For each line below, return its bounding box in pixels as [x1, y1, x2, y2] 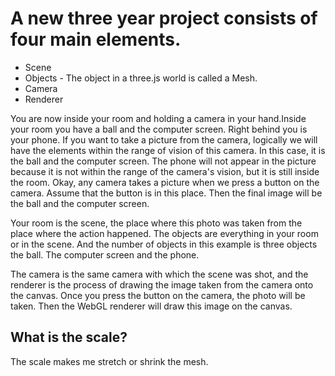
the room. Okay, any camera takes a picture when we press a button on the [10, 176, 320, 188]
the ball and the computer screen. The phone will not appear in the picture [10, 155, 317, 167]
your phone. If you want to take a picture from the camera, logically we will [10, 133, 318, 146]
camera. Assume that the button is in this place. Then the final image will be [10, 187, 323, 199]
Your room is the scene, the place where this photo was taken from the [10, 217, 303, 229]
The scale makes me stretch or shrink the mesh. [10, 355, 209, 367]
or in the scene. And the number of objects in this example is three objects [10, 238, 318, 250]
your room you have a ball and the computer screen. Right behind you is [10, 123, 308, 135]
